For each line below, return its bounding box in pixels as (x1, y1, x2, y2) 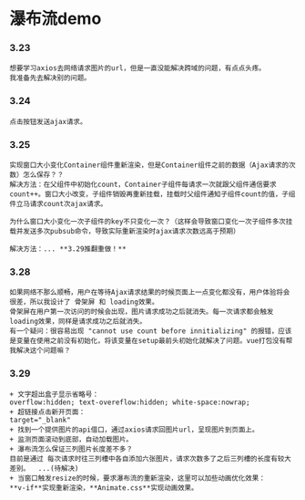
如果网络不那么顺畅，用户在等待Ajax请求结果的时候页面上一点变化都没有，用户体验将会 (9, 288, 290, 297)
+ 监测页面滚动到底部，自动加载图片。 (9, 434, 134, 443)
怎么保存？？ (22, 171, 65, 180)
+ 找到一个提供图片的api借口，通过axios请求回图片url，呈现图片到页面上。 (9, 425, 259, 434)
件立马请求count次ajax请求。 (9, 200, 107, 209)
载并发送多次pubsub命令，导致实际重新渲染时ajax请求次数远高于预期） (9, 227, 240, 236)
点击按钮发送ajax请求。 (9, 117, 87, 126)
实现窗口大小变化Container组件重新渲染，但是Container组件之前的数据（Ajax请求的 (9, 161, 290, 170)
